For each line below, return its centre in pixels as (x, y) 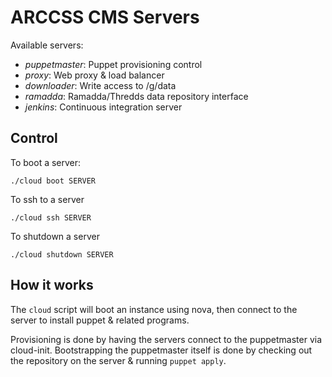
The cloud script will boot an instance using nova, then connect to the (154, 309)
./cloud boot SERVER (53, 181)
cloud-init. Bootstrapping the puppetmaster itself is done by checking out (161, 350)
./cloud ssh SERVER (51, 217)
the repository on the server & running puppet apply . (118, 360)
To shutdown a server (55, 236)
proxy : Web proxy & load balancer (94, 75)
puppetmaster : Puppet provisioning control (113, 64)
